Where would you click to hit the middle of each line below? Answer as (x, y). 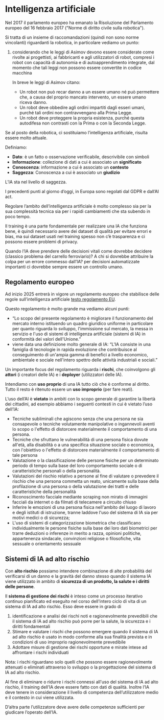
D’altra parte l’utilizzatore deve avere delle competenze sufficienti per (75, 707)
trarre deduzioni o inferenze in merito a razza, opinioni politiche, (77, 533)
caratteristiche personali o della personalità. (57, 471)
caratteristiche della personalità (44, 492)
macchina (22, 73)
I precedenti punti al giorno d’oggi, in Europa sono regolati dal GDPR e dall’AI (82, 191)
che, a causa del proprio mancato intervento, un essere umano (83, 97)
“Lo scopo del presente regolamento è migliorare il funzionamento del (82, 318)
